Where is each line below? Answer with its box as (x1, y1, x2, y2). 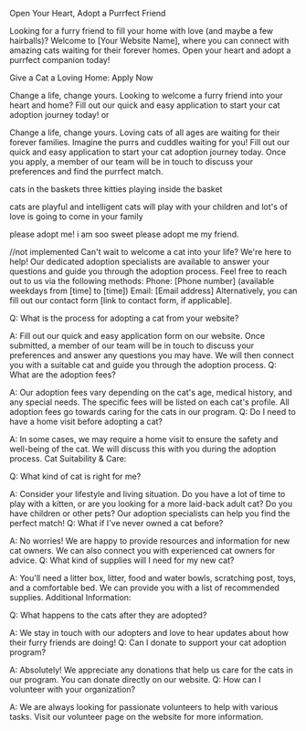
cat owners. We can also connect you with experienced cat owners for (9, 546, 276, 556)
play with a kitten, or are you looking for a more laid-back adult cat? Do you (9, 498, 293, 509)
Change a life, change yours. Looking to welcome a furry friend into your (9, 90, 283, 101)
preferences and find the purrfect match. (9, 166, 164, 176)
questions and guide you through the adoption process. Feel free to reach (9, 266, 288, 277)
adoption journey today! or (9, 110, 110, 120)
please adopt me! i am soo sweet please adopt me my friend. (9, 228, 239, 239)
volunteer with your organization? (9, 684, 135, 694)
